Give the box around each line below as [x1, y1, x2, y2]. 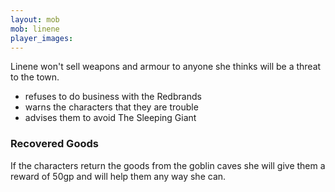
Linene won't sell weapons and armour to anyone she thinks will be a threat [10, 61, 322, 73]
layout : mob [10, 14, 60, 25]
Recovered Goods [10, 137, 99, 151]
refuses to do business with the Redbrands [24, 91, 202, 103]
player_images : [10, 33, 74, 43]
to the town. [10, 71, 60, 83]
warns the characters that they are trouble [24, 101, 199, 113]
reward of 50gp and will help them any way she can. [10, 170, 227, 182]
